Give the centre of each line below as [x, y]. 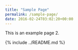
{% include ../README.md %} [35, 43]
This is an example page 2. [32, 33]
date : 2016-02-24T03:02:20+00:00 [39, 19]
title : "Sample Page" [27, 10]
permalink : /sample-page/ [31, 14]
